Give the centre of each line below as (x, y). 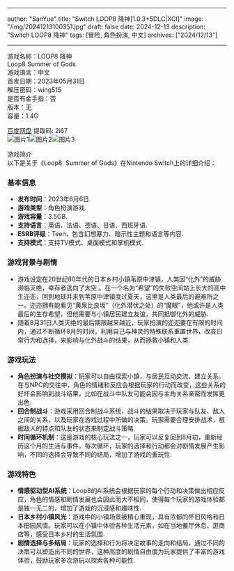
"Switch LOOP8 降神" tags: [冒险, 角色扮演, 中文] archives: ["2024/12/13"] (112, 35)
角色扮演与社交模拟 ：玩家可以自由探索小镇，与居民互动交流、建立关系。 (121, 376)
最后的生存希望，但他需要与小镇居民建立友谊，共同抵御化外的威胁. (113, 313)
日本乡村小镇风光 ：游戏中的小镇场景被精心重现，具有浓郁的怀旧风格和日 (121, 517)
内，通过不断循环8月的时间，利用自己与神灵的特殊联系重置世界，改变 (117, 331)
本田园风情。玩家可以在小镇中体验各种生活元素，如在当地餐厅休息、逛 (118, 526)
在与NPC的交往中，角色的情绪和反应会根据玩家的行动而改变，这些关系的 (122, 384)
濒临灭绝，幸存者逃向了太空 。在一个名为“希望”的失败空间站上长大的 (116, 288)
